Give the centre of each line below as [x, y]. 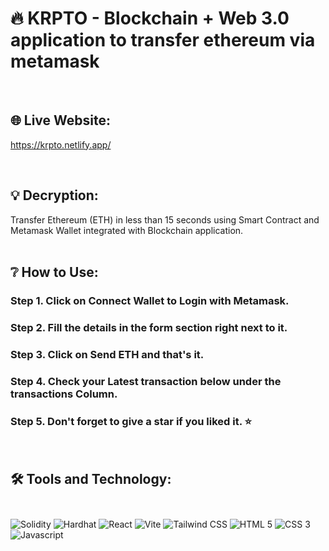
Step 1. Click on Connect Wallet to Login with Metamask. [150, 300]
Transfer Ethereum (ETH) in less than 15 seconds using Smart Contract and [165, 219]
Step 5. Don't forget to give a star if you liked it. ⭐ [131, 421]
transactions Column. [64, 394]
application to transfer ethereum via [163, 40]
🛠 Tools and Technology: [91, 479]
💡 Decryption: [54, 195]
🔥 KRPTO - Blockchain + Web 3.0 [150, 18]
